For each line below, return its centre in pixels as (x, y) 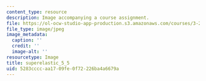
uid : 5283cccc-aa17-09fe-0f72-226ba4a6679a (63, 69)
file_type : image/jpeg (35, 29)
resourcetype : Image (33, 57)
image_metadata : (27, 35)
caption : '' (27, 40)
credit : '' (26, 46)
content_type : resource (37, 12)
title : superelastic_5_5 (38, 63)
